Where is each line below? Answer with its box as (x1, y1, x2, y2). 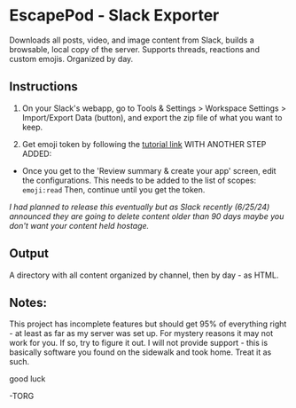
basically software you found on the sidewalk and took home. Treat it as (9, 347, 272, 357)
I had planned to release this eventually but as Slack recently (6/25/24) (9, 201, 270, 212)
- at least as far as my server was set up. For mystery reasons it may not (9, 328, 274, 339)
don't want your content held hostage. (9, 220, 150, 231)
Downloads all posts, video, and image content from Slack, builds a (9, 35, 254, 45)
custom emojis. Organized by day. (9, 53, 134, 64)
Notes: (9, 294, 47, 310)
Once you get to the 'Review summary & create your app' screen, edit (21, 165, 277, 176)
